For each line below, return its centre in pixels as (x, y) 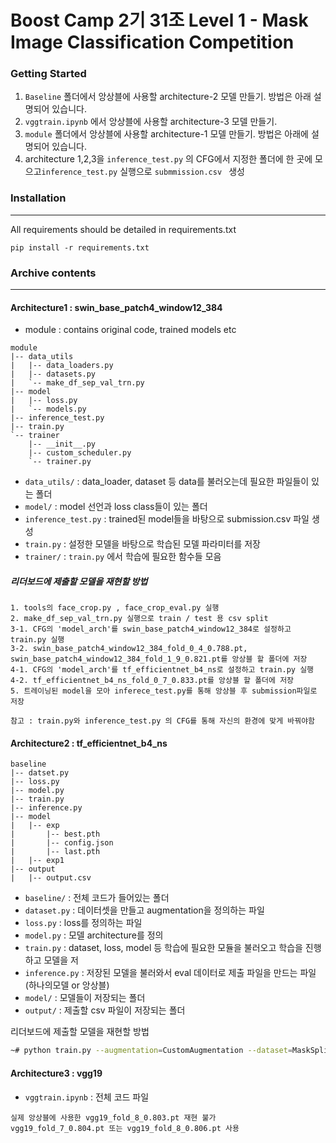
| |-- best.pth (55, 834)
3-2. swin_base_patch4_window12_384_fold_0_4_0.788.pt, (129, 649)
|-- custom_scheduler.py (80, 453)
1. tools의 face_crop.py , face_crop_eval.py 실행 (115, 608)
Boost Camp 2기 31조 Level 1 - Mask (159, 20)
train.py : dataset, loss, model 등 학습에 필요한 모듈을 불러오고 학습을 (163, 948)
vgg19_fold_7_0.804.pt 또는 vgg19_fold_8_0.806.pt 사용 (125, 1128)
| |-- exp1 (37, 861)
